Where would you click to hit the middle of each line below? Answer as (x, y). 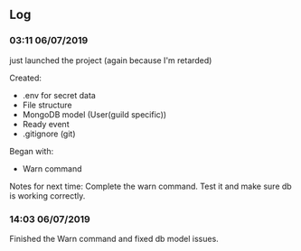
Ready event (46, 124)
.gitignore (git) (49, 134)
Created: (26, 78)
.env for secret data (59, 95)
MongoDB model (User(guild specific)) (94, 114)
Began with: (32, 151)
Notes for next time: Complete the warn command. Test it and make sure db (150, 186)
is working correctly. (47, 195)
